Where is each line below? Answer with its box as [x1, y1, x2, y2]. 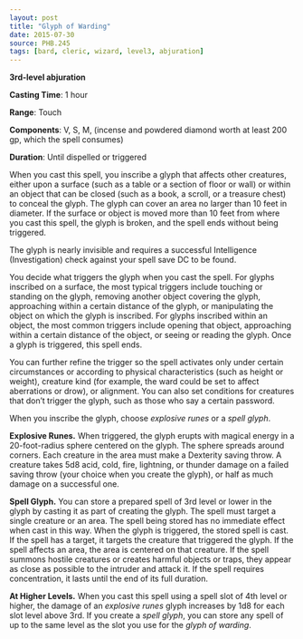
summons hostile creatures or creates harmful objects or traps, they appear [9, 554, 292, 565]
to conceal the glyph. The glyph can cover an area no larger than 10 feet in [9, 198, 288, 209]
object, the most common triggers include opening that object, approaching [9, 320, 292, 331]
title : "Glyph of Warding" [9, 22, 111, 31]
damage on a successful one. [9, 479, 119, 489]
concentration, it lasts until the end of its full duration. [9, 573, 208, 585]
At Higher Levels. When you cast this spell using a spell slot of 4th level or [9, 591, 288, 602]
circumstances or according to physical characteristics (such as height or [9, 366, 284, 377]
